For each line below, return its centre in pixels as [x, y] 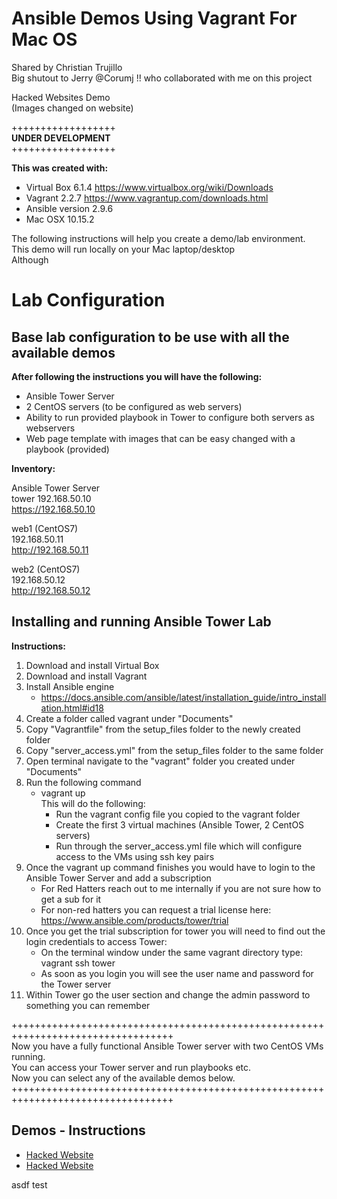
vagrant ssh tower [78, 963]
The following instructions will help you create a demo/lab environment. [158, 238]
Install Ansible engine [70, 686]
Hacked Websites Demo [61, 97]
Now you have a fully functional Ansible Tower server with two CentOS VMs [167, 1046]
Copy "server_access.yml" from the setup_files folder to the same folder [174, 750]
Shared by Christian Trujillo [67, 67]
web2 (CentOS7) [46, 569]
